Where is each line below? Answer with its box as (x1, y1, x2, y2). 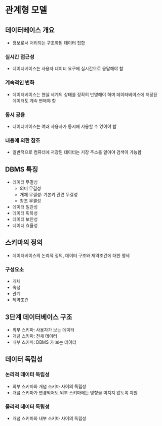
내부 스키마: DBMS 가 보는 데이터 (12, 339, 77, 345)
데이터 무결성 (12, 179, 38, 185)
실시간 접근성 (5, 53, 35, 60)
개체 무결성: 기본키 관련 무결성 (19, 192, 78, 197)
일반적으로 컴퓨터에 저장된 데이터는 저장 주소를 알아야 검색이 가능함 (12, 149, 142, 155)
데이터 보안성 (12, 216, 38, 222)
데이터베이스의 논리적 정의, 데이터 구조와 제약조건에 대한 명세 (12, 252, 130, 258)
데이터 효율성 (12, 222, 38, 228)
